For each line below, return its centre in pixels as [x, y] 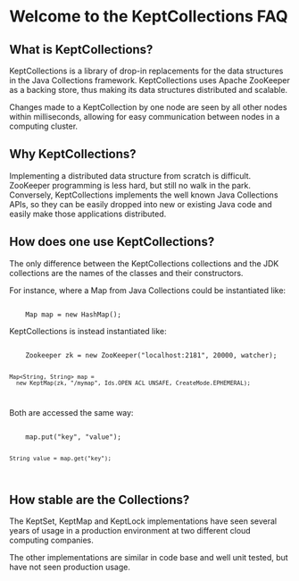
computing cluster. [44, 126]
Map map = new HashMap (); [74, 315]
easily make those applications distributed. [88, 214]
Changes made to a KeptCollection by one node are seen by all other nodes [148, 107]
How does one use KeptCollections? [112, 242]
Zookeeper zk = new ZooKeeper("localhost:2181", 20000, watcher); [151, 355]
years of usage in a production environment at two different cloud [130, 530]
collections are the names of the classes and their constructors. [126, 273]
